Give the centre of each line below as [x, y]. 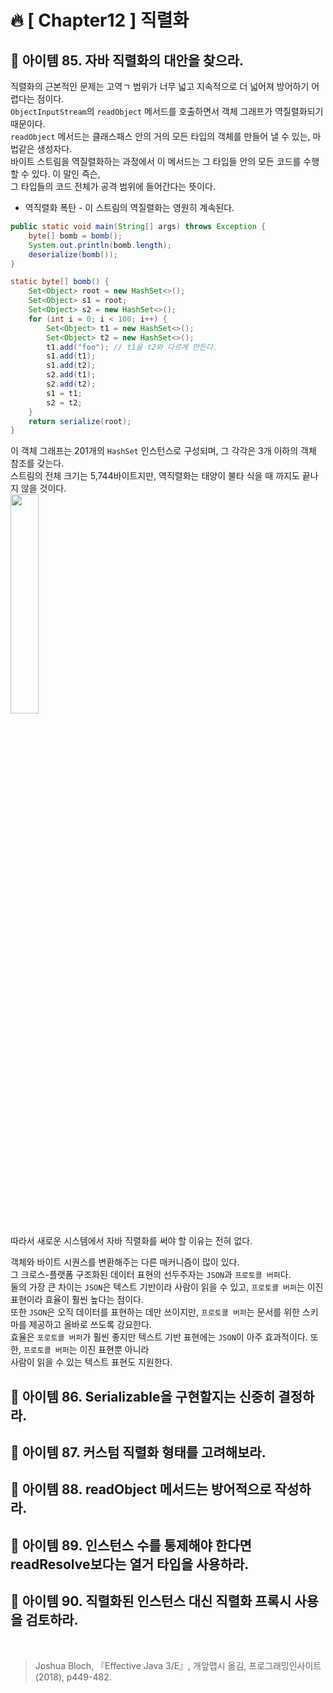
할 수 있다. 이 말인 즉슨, [55, 174]
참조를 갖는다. [37, 463]
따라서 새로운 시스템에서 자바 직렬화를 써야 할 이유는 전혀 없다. [131, 1241]
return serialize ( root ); [80, 421]
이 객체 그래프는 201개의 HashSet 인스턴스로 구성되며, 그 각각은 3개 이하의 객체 [163, 451]
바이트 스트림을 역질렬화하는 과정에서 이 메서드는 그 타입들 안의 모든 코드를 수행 [165, 161]
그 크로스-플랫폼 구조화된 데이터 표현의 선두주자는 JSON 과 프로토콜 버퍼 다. [151, 1275]
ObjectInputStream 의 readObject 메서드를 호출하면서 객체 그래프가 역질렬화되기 [167, 111]
